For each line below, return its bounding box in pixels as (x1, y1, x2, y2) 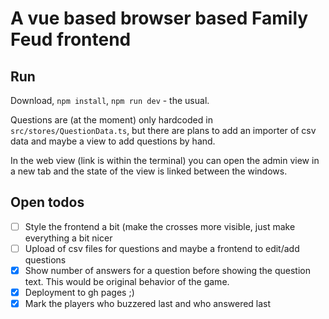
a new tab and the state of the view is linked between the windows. (10, 165, 288, 177)
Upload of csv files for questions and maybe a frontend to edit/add (24, 242, 300, 254)
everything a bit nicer (24, 232, 113, 244)
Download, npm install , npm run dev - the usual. (10, 95, 210, 106)
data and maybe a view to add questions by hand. (10, 135, 216, 147)
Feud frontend (10, 28, 132, 51)
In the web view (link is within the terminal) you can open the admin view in (10, 155, 320, 166)
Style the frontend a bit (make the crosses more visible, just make (24, 220, 296, 232)
